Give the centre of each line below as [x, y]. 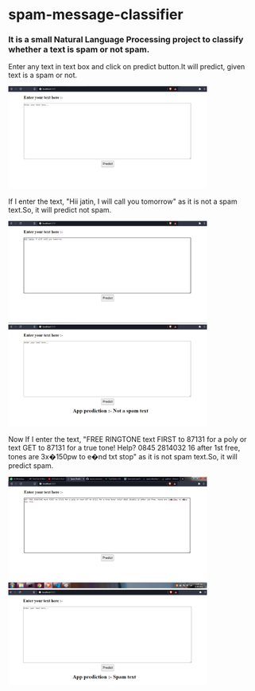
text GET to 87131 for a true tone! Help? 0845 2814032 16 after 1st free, [124, 447]
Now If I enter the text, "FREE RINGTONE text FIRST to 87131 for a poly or [127, 439]
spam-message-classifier [96, 15]
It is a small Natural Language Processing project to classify [126, 40]
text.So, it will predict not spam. [60, 209]
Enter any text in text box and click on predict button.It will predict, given [127, 67]
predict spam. [31, 465]
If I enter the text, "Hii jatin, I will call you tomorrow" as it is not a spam [123, 201]
